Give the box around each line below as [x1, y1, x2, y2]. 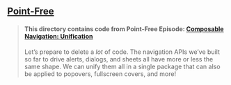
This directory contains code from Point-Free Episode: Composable [24, 24, 224, 33]
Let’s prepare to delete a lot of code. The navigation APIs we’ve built [24, 48, 221, 56]
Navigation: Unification [24, 32, 93, 40]
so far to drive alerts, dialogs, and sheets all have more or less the [24, 55, 214, 63]
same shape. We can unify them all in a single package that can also [24, 62, 221, 70]
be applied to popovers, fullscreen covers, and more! [24, 69, 176, 78]
